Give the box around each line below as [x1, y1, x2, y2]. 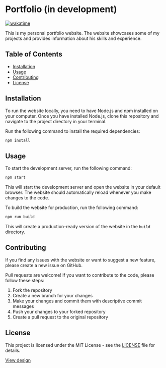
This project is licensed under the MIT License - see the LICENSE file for [5, 342, 155, 348]
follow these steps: [5, 277, 44, 283]
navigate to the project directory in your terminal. [5, 118, 107, 124]
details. [5, 347, 21, 353]
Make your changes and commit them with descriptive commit [12, 298, 142, 304]
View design [5, 357, 31, 363]
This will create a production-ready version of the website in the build [5, 224, 151, 229]
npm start [5, 175, 26, 180]
